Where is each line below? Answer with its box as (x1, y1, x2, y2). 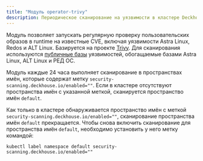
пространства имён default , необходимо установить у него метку (6, 125, 178, 133)
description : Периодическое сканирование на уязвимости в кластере (6, 15, 180, 21)
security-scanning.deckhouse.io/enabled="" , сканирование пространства (6, 113, 195, 120)
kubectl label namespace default (6, 143, 91, 149)
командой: (6, 131, 34, 139)
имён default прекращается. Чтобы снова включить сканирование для (6, 119, 191, 126)
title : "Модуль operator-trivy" (6, 8, 88, 15)
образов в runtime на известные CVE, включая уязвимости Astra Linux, (6, 38, 190, 45)
